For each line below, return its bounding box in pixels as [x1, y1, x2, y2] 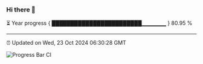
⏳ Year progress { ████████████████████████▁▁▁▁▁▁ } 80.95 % [6, 19, 193, 27]
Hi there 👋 [6, 5, 36, 14]
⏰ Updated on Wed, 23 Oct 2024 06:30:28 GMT [6, 39, 127, 46]
